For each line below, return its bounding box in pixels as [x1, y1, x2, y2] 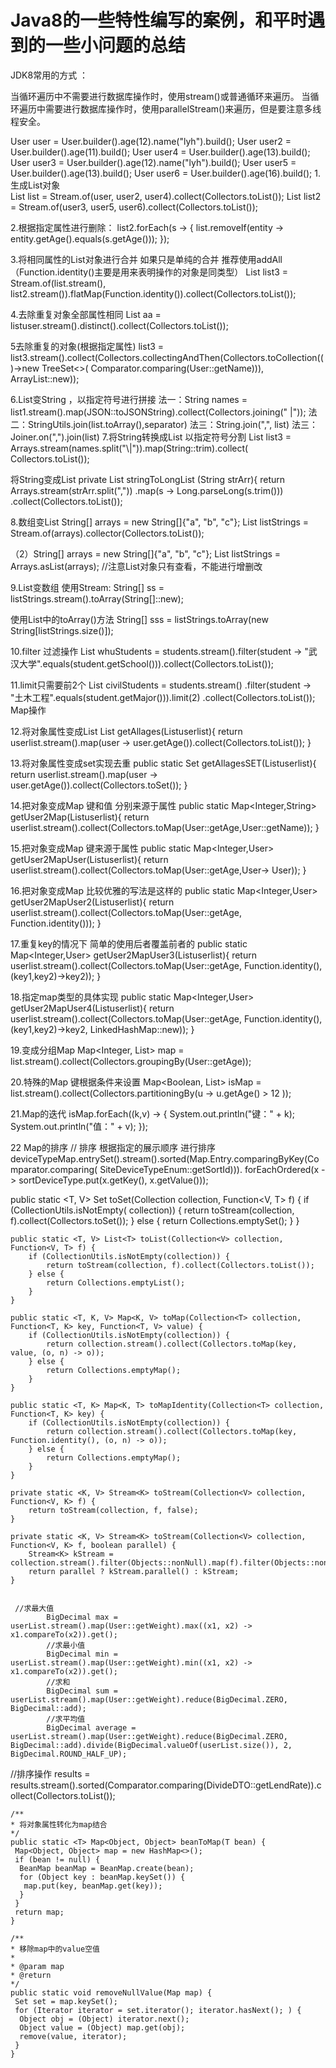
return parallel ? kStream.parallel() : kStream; [28, 1566, 240, 1576]
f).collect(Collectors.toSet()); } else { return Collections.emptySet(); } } [10, 1214, 300, 1226]
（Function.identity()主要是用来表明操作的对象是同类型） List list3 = [10, 266, 289, 278]
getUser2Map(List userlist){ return [10, 811, 150, 823]
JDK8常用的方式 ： [10, 69, 89, 81]
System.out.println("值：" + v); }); [10, 1120, 149, 1132]
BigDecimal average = [46, 1722, 137, 1733]
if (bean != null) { [14, 1854, 101, 1865]
